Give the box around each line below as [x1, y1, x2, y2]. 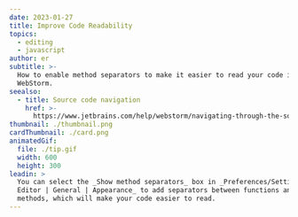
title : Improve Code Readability [9, 21, 133, 30]
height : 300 [17, 161, 62, 170]
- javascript [17, 46, 66, 55]
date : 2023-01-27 [9, 12, 74, 22]
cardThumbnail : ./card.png [9, 128, 109, 137]
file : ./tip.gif [17, 144, 77, 153]
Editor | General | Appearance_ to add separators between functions [17, 186, 279, 195]
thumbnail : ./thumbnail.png [9, 120, 114, 129]
